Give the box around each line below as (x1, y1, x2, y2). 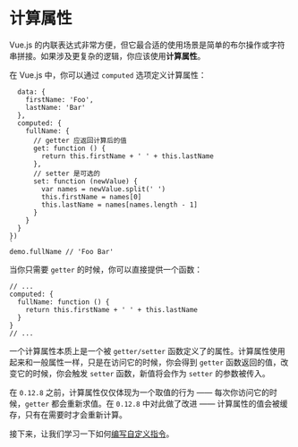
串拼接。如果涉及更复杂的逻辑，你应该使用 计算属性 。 (9, 50, 206, 61)
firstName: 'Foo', (25, 95, 94, 104)
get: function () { (32, 144, 106, 153)
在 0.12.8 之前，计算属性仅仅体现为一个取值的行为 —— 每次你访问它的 (9, 386, 270, 398)
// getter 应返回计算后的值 (32, 136, 127, 145)
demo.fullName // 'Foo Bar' (9, 247, 115, 256)
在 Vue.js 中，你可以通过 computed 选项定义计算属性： (9, 69, 207, 80)
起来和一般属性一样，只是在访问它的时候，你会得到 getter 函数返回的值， (9, 357, 281, 367)
